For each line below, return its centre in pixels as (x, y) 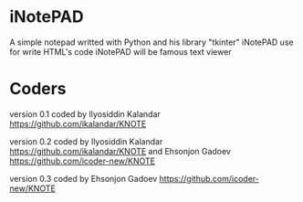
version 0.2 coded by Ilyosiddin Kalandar (86, 141)
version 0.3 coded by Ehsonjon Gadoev (84, 178)
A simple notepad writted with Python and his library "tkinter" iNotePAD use (151, 42)
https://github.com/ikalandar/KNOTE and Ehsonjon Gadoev (120, 151)
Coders (38, 89)
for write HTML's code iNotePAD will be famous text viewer (120, 51)
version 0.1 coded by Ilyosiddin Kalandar (85, 114)
